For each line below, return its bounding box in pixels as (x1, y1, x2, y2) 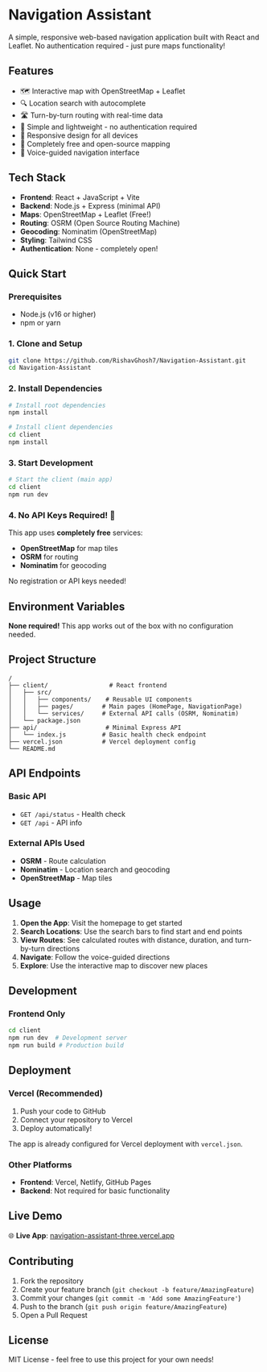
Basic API (8, 791, 47, 802)
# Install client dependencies (8, 423, 113, 432)
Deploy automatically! (19, 1123, 92, 1133)
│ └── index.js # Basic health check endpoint (8, 731, 207, 739)
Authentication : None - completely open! (19, 243, 158, 253)
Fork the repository (19, 1275, 84, 1286)
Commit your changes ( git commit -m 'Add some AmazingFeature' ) (19, 1293, 241, 1303)
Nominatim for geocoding (19, 561, 107, 570)
